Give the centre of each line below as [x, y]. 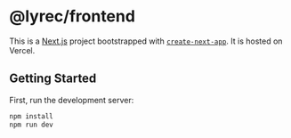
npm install [31, 116]
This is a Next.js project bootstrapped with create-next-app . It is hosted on [146, 41]
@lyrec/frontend [73, 16]
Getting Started [53, 79]
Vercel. [22, 50]
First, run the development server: [72, 100]
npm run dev [31, 125]
